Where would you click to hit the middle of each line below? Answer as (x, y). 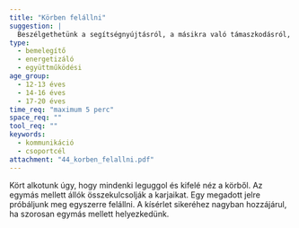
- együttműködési (50, 68)
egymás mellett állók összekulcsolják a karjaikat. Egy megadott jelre (135, 195)
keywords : (28, 135)
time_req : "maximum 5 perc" (62, 110)
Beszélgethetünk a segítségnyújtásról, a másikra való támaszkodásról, (154, 34)
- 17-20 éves (42, 101)
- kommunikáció (46, 143)
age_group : (30, 76)
